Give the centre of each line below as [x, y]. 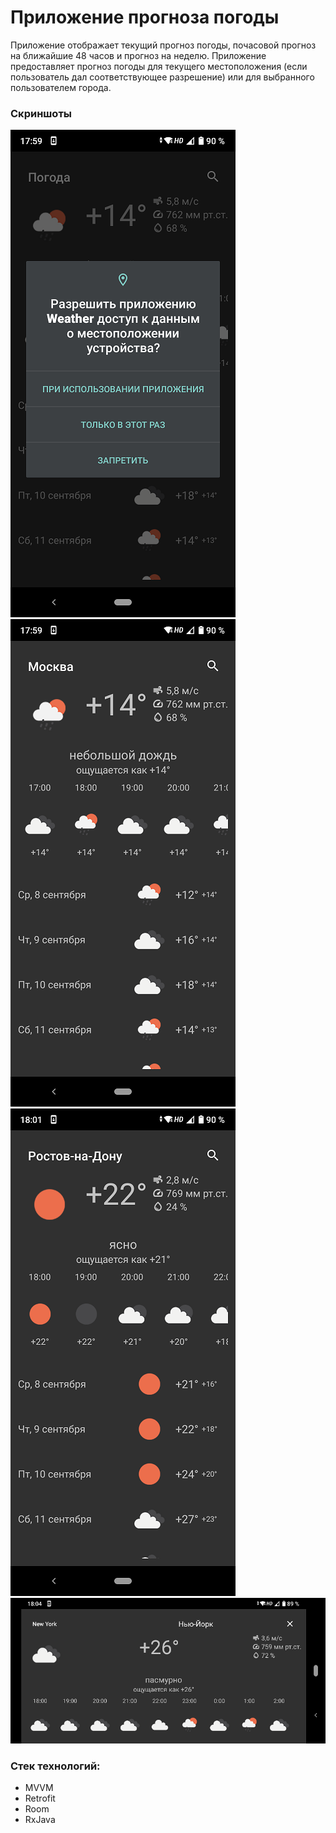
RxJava [40, 1820]
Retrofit [40, 1798]
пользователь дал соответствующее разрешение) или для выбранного [162, 77]
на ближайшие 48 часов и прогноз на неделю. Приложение [138, 55]
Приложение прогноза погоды [145, 17]
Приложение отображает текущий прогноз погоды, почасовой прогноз [163, 45]
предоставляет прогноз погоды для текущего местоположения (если [159, 66]
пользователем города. [61, 87]
